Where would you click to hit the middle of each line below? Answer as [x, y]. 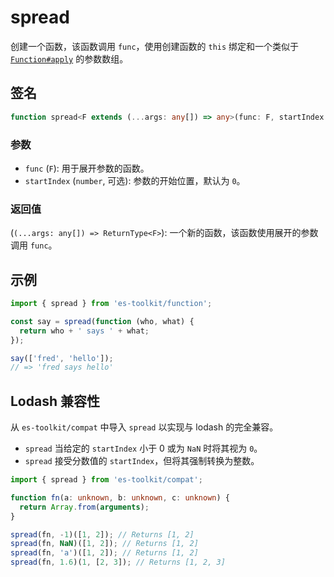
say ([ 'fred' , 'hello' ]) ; [62, 358]
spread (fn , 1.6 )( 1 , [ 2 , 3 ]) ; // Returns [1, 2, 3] [118, 562]
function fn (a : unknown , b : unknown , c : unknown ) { [120, 497]
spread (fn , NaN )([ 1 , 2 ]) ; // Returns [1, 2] [104, 544]
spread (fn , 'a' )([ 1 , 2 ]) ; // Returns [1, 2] [104, 553]
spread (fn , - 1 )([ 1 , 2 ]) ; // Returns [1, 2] [102, 534]
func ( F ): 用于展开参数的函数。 [87, 168]
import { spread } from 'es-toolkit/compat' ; [106, 480]
